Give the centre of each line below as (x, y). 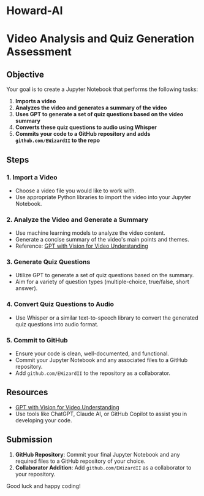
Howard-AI (35, 11)
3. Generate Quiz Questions (48, 262)
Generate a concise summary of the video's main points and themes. (102, 240)
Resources (27, 392)
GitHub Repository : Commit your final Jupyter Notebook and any (97, 454)
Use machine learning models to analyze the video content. (90, 233)
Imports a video (36, 101)
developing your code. (43, 420)
